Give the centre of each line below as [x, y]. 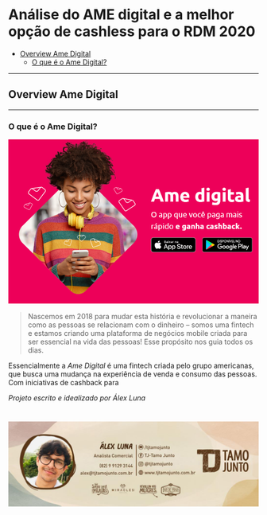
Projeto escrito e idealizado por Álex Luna [77, 398]
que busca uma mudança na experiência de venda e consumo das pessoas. [133, 374]
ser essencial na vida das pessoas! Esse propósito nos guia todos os [140, 342]
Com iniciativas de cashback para [64, 383]
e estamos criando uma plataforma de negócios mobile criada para [137, 334]
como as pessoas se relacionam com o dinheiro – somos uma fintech [141, 325]
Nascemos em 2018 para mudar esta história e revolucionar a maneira [142, 317]
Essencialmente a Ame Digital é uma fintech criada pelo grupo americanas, [131, 366]
